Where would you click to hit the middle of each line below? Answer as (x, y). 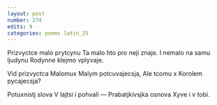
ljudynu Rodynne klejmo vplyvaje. (55, 60)
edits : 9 (20, 26)
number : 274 (24, 20)
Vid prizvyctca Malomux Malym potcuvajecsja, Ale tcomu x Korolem (105, 74)
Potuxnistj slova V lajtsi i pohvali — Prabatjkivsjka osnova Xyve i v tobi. (109, 95)
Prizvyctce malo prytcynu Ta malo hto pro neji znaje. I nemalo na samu (109, 53)
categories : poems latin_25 (48, 33)
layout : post (26, 14)
